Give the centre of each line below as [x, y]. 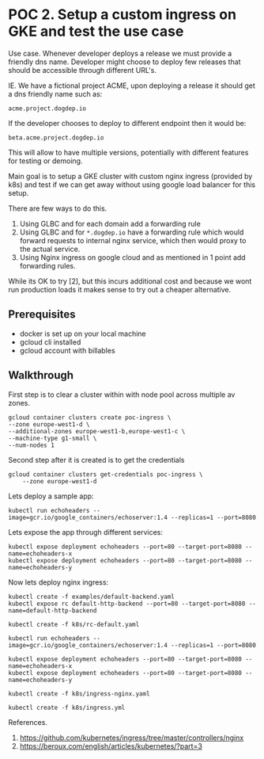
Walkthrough [41, 375]
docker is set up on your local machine [83, 334]
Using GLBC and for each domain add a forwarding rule [110, 223]
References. [28, 722]
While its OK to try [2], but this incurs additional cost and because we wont [130, 281]
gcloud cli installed [50, 341]
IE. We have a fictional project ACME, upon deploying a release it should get [132, 86]
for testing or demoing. [45, 161]
